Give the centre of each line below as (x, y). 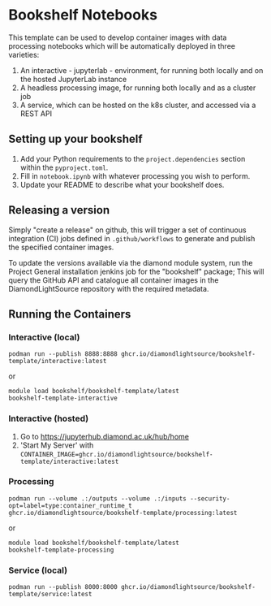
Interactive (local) (44, 337)
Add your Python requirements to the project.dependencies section (133, 158)
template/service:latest (50, 595)
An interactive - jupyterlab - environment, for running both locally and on (142, 70)
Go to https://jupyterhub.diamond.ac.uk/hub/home (104, 436)
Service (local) (38, 570)
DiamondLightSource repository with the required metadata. (109, 288)
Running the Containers (70, 314)
